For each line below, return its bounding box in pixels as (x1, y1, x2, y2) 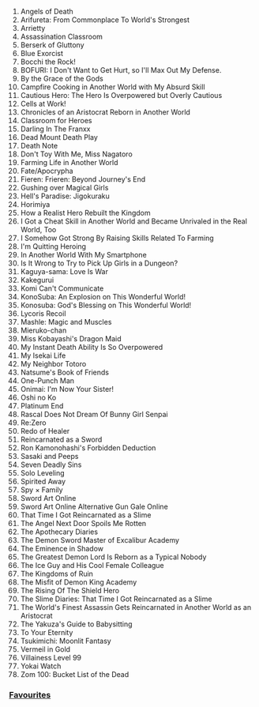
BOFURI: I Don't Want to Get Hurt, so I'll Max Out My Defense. (20, 66, 222, 74)
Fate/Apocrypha (20, 166, 73, 175)
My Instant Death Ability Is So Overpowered (20, 343, 163, 352)
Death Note (20, 141, 58, 150)
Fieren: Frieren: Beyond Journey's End (20, 175, 146, 184)
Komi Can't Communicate (20, 284, 104, 293)
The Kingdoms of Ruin (20, 569, 94, 578)
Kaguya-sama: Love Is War (20, 267, 109, 276)
